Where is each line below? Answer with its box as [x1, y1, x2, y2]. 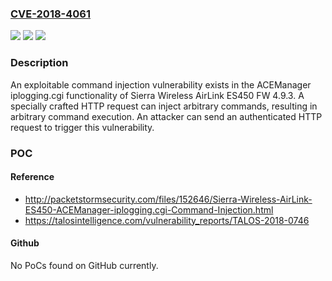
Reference [10, 171, 55, 183]
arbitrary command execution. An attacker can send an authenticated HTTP [10, 110, 323, 122]
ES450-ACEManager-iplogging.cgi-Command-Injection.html [24, 203, 274, 216]
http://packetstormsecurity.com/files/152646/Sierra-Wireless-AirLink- [24, 193, 313, 205]
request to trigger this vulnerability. [10, 121, 155, 133]
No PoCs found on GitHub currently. [10, 259, 159, 271]
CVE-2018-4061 [10, 7, 92, 21]
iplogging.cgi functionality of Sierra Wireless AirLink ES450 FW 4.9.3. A [10, 89, 305, 101]
